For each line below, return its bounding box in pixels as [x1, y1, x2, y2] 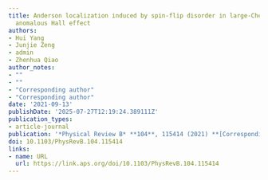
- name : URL [8, 152, 48, 160]
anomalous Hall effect [15, 19, 91, 27]
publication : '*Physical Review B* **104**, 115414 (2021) [8, 130, 209, 138]
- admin [8, 49, 34, 57]
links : [8, 145, 30, 153]
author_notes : [8, 64, 56, 72]
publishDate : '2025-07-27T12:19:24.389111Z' [8, 108, 159, 116]
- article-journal [8, 123, 69, 131]
